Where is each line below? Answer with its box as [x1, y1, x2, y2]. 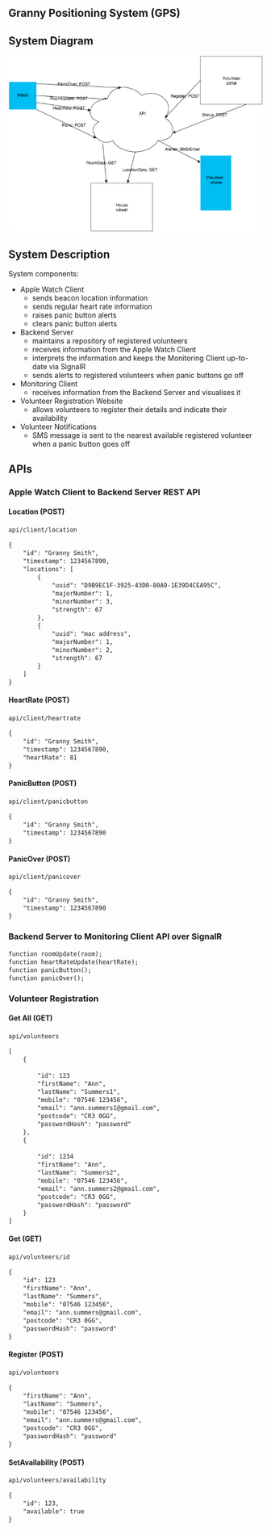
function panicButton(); [8, 966, 92, 974]
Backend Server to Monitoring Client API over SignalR [8, 931, 223, 942]
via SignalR [48, 361, 86, 371]
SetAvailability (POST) [8, 1457, 85, 1467]
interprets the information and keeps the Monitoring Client [31, 353, 226, 363]
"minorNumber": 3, [51, 597, 114, 605]
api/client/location [8, 525, 78, 534]
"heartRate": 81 [23, 753, 78, 762]
